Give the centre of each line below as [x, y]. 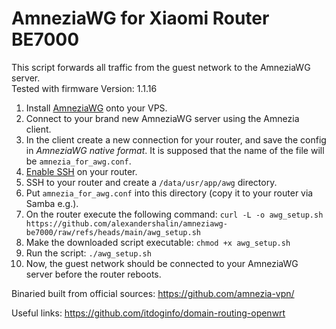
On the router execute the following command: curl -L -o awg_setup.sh [174, 214]
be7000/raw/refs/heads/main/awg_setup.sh [113, 232]
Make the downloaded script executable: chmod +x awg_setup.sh [158, 242]
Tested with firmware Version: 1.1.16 [84, 88]
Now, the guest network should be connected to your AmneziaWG [162, 263]
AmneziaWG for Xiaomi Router [140, 18]
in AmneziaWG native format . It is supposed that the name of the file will [175, 150]
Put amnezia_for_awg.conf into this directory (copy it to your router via [169, 193]
